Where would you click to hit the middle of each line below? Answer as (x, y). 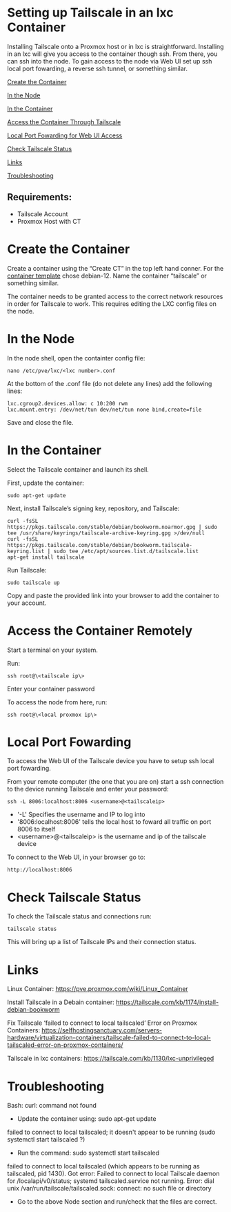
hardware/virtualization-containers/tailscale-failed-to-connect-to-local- (109, 1038)
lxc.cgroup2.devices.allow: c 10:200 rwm (68, 403)
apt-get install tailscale (46, 557)
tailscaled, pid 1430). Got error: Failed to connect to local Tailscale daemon (113, 1174)
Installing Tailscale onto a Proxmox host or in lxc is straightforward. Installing (115, 46)
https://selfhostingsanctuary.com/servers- (102, 1030)
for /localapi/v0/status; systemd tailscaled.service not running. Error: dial (111, 1181)
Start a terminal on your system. (53, 650)
